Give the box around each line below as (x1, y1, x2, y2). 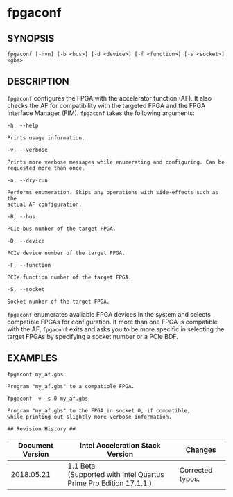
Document (18, 440, 54, 450)
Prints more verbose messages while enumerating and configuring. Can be (7, 158, 225, 166)
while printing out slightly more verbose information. (7, 413, 172, 420)
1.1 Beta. (67, 461, 98, 471)
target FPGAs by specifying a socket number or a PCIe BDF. (7, 332, 178, 340)
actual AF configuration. (7, 201, 82, 208)
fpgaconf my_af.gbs (7, 371, 64, 378)
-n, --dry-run (7, 177, 49, 184)
